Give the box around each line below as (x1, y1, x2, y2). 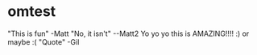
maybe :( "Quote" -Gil (7, 37, 80, 46)
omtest (7, 2, 56, 21)
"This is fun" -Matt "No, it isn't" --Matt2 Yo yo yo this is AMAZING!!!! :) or (7, 29, 250, 38)
